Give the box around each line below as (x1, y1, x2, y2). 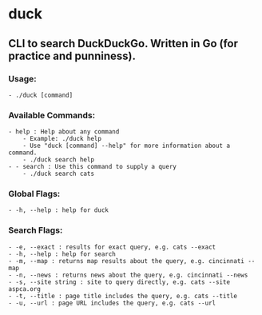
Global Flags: (8, 189, 61, 200)
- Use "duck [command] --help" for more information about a (22, 142, 230, 150)
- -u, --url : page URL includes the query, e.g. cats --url (8, 299, 216, 307)
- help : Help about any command (8, 128, 120, 136)
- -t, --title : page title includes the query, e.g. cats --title (8, 292, 238, 300)
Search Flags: (8, 225, 63, 236)
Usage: (8, 73, 38, 84)
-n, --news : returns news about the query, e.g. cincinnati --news (15, 271, 248, 279)
